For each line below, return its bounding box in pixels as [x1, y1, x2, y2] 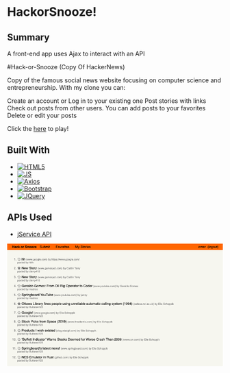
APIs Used [7, 212, 53, 224]
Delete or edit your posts [7, 111, 77, 119]
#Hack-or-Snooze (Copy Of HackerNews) [7, 63, 125, 71]
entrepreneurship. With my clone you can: [7, 84, 126, 91]
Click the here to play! [7, 125, 69, 132]
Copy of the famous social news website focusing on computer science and [7, 76, 221, 84]
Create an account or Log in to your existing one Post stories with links [7, 97, 207, 105]
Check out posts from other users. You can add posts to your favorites [7, 104, 206, 112]
